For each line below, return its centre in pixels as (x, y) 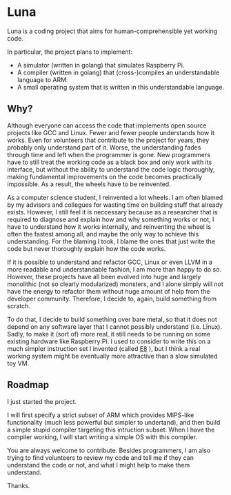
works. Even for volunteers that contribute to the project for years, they (108, 140)
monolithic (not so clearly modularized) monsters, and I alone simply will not (115, 284)
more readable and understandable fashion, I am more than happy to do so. (114, 269)
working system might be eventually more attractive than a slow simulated (112, 356)
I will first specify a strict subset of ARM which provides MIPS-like (101, 415)
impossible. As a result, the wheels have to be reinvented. (89, 184)
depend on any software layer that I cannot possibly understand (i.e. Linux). (115, 326)
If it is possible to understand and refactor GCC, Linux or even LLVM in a (110, 262)
